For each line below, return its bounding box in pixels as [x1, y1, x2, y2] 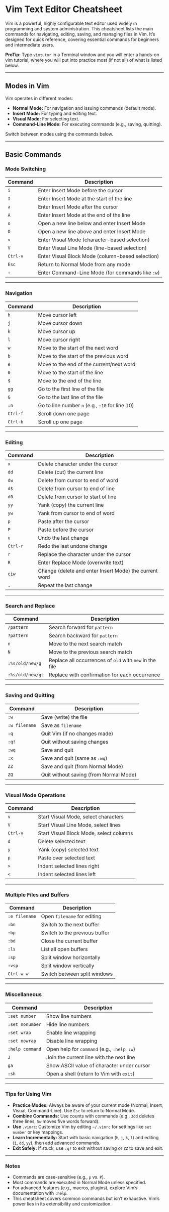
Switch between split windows [41, 970, 113, 977]
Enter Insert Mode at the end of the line [38, 211, 131, 219]
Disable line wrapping [46, 1037, 98, 1044]
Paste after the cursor [38, 518, 90, 525]
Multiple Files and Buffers [5, 891, 69, 898]
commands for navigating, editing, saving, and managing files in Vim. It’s [5, 31, 155, 37]
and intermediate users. [5, 41, 54, 48]
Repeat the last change [38, 582, 93, 589]
